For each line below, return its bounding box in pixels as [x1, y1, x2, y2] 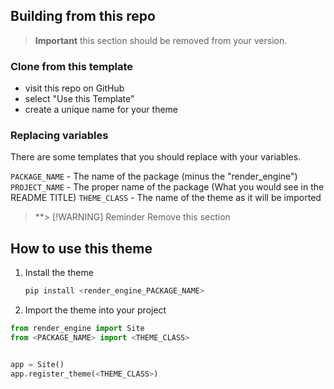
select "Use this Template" [24, 93, 135, 105]
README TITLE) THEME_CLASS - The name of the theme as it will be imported [10, 192, 322, 204]
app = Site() [10, 359, 65, 369]
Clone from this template [10, 59, 133, 73]
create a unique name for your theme [24, 104, 179, 116]
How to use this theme [10, 240, 153, 257]
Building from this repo [10, 8, 156, 25]
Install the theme [24, 267, 94, 279]
